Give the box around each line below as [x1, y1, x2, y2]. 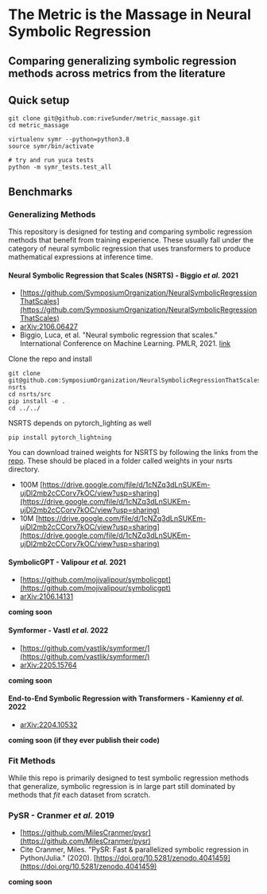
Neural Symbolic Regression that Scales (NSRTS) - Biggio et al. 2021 [8, 270, 238, 280]
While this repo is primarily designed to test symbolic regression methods [8, 773, 249, 783]
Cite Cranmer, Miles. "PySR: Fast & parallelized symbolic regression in [19, 845, 249, 854]
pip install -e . [8, 398, 66, 406]
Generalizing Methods [8, 208, 96, 220]
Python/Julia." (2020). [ [19, 853, 97, 863]
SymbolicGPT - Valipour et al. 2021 [8, 557, 126, 566]
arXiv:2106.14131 [19, 592, 74, 601]
